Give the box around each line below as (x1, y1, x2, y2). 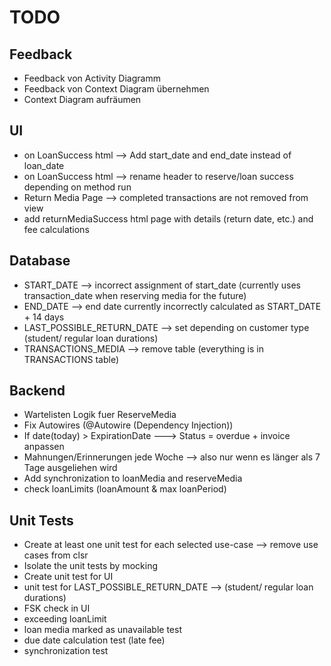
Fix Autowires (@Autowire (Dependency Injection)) (23, 419, 234, 431)
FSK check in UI (23, 602, 91, 615)
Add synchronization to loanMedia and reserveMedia (23, 472, 243, 485)
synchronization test (23, 645, 109, 657)
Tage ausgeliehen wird (23, 462, 118, 474)
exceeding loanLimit (23, 613, 107, 625)
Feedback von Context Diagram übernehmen (23, 83, 210, 95)
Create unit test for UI (23, 571, 114, 583)
